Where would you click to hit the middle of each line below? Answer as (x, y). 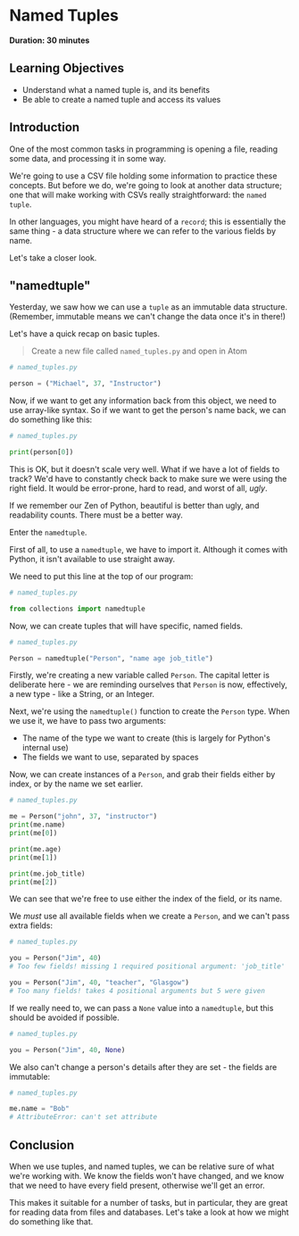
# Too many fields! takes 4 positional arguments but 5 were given (137, 991)
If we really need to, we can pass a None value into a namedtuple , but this (141, 1008)
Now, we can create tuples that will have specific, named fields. (126, 626)
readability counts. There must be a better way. (96, 515)
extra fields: (31, 925)
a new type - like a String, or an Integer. (82, 694)
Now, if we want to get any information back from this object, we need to (143, 401)
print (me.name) (37, 825)
